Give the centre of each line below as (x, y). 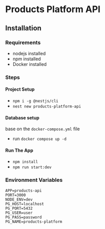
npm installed (27, 59)
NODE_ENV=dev (19, 199)
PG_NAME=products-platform (34, 221)
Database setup (22, 118)
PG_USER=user (19, 213)
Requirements (23, 43)
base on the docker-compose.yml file (43, 129)
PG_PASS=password (24, 217)
